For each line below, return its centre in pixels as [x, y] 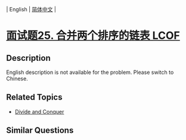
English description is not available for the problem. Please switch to [90, 72]
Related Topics [34, 97]
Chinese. [17, 79]
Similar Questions [40, 130]
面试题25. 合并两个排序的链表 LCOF [93, 36]
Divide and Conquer [39, 111]
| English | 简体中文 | [31, 9]
